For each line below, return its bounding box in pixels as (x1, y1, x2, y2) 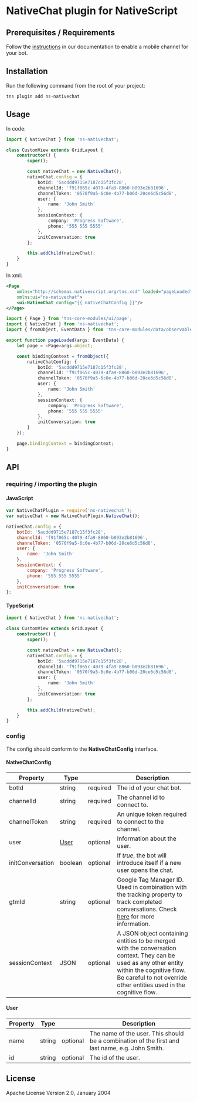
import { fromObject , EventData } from (6, 327, 104, 333)
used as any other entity (117, 958, 184, 967)
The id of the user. (90, 1054, 141, 1062)
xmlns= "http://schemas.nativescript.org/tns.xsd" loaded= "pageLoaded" (16, 288, 193, 295)
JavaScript (6, 494, 33, 501)
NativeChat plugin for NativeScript (6, 4, 178, 18)
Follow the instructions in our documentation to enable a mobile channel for (6, 43, 189, 50)
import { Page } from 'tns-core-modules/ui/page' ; (6, 316, 133, 322)
